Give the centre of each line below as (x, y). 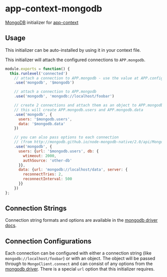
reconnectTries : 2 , (43, 175)
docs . (11, 226)
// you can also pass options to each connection (67, 137)
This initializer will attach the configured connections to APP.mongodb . (75, 60)
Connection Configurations (48, 241)
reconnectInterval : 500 (47, 179)
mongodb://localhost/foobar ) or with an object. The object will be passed (80, 259)
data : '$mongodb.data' (42, 124)
